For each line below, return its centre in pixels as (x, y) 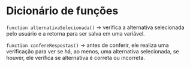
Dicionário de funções (62, 11)
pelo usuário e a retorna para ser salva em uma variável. (76, 33)
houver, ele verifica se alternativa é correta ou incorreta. (76, 58)
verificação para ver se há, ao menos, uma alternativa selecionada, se (93, 51)
